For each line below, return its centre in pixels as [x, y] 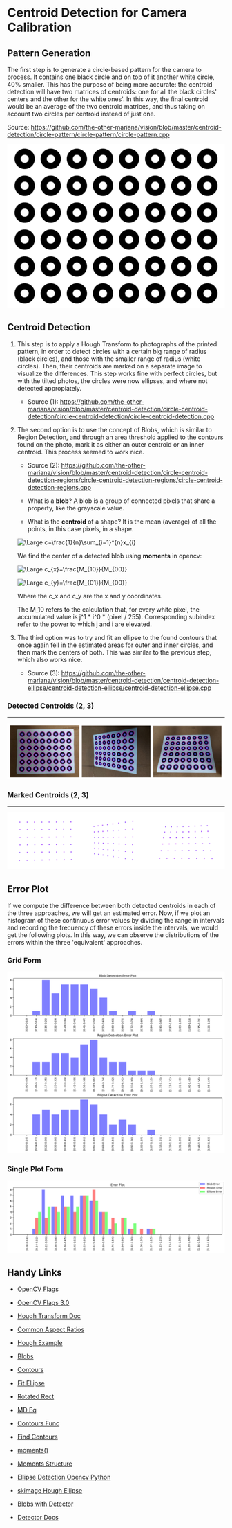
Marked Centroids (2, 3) [48, 794]
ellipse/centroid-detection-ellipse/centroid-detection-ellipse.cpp [119, 688]
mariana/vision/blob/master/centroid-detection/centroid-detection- [123, 680]
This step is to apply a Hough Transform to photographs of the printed [117, 344]
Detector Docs [38, 1518]
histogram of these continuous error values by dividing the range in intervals [116, 921]
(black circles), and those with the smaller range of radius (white [109, 359]
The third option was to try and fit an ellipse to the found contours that [117, 637]
